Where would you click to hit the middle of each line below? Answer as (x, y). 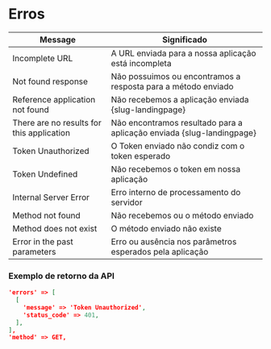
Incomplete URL (43, 58)
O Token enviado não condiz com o (178, 146)
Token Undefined (45, 174)
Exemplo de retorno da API (62, 276)
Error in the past (43, 241)
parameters (34, 251)
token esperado (141, 156)
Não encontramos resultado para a (177, 123)
